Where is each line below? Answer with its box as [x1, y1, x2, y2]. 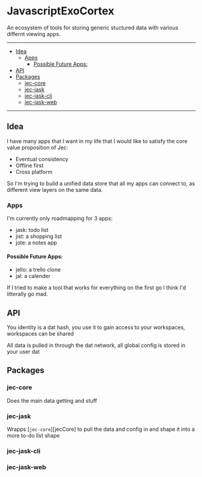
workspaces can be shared [7, 330, 74, 337]
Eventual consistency [15, 155, 68, 162]
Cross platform [15, 168, 53, 175]
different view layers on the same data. [7, 186, 103, 193]
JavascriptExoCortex [7, 4, 114, 18]
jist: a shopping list [15, 233, 62, 240]
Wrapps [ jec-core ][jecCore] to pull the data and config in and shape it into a [7, 425, 195, 433]
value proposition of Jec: [7, 144, 68, 151]
